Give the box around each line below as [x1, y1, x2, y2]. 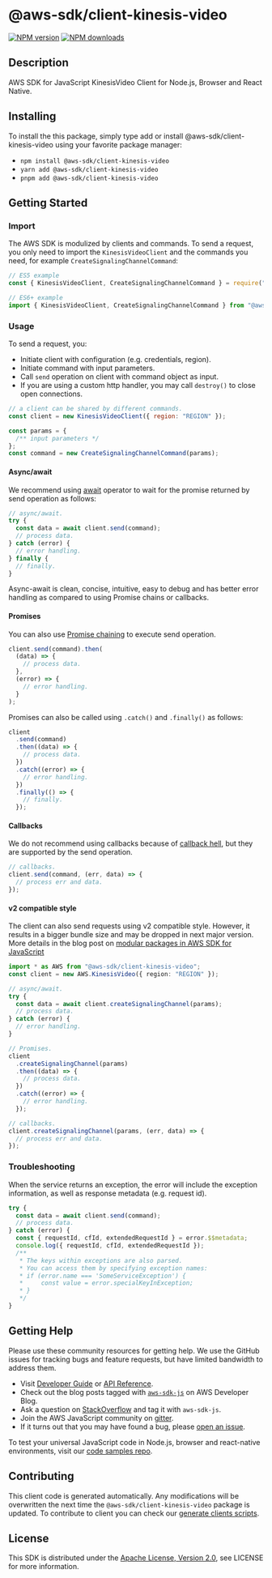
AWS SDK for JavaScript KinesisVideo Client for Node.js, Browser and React [8, 77, 263, 87]
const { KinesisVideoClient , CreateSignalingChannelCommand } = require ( [8, 279, 263, 288]
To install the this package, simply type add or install [8, 131, 184, 141]
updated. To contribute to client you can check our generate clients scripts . [8, 1508, 260, 1518]
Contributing [8, 1469, 74, 1483]
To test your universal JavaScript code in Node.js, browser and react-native [8, 1437, 261, 1447]
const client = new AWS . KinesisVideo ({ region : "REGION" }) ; [8, 970, 219, 978]
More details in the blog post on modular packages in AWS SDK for [8, 938, 232, 949]
